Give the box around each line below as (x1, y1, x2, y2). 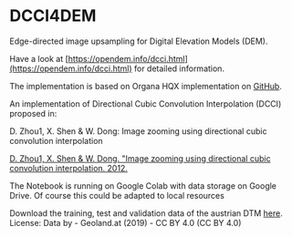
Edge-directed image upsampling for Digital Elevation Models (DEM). (9, 36, 268, 46)
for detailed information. (133, 63, 225, 74)
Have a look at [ (9, 53, 68, 64)
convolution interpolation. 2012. (9, 162, 128, 173)
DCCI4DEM (9, 5, 97, 26)
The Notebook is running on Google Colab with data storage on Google (9, 180, 276, 191)
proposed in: (9, 108, 57, 118)
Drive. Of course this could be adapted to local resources (9, 190, 225, 201)
